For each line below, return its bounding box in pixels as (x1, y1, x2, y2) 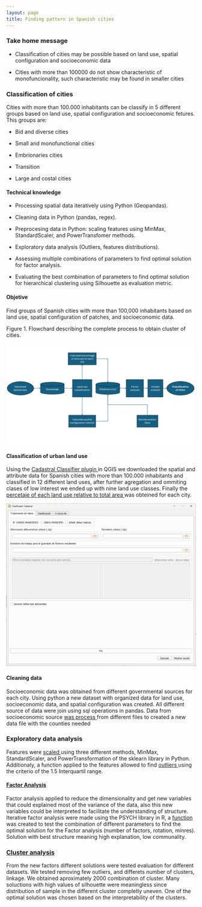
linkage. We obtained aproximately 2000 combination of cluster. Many (6, 874, 180, 882)
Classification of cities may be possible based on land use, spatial (14, 50, 179, 57)
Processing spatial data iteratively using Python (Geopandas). (14, 202, 168, 209)
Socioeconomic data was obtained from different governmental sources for (6, 688, 193, 695)
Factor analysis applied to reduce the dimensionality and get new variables (6, 795, 192, 802)
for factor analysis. (14, 262, 62, 269)
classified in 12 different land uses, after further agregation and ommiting (6, 479, 187, 486)
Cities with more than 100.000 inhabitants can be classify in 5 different (6, 104, 181, 111)
